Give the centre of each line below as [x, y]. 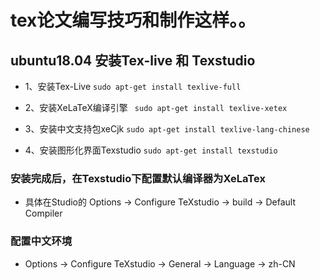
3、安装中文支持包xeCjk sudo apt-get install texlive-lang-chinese [167, 129]
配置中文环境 [41, 241]
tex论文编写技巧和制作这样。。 [133, 20]
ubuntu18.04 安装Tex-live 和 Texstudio [133, 60]
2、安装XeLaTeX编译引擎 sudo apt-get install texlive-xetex [156, 107]
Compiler [43, 213]
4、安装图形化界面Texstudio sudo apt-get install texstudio [151, 150]
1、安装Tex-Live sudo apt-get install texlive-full [133, 86]
